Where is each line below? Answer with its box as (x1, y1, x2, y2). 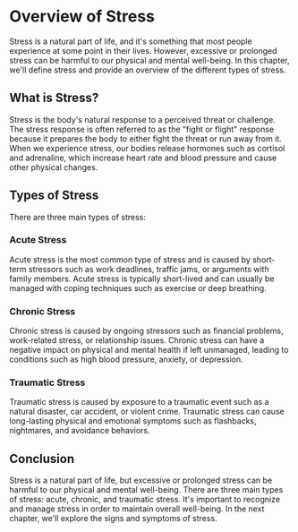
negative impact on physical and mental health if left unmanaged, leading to (9, 345, 289, 356)
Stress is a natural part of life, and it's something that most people (9, 36, 252, 47)
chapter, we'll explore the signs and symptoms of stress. (9, 513, 217, 524)
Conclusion (9, 450, 75, 467)
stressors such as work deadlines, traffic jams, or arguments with (28, 263, 270, 274)
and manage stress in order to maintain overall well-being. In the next (9, 503, 265, 514)
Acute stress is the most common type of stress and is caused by (9, 253, 251, 265)
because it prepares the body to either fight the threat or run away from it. (9, 133, 282, 144)
